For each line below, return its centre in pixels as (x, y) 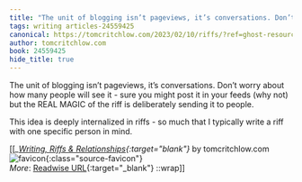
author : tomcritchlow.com (58, 43)
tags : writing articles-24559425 (72, 26)
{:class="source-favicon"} (94, 158)
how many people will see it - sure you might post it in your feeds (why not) (149, 95)
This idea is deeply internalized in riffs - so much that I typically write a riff (147, 122)
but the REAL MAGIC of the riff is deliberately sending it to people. (132, 104)
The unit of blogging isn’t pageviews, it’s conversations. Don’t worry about (147, 85)
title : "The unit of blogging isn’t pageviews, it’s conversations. (140, 18)
